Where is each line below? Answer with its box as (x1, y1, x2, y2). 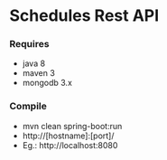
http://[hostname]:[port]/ (22, 130, 115, 141)
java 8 (22, 58, 46, 69)
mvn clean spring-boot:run (22, 120, 123, 131)
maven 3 (22, 68, 56, 79)
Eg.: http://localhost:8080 (22, 139, 118, 150)
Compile (9, 100, 47, 113)
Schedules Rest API (9, 5, 160, 26)
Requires (9, 38, 50, 51)
